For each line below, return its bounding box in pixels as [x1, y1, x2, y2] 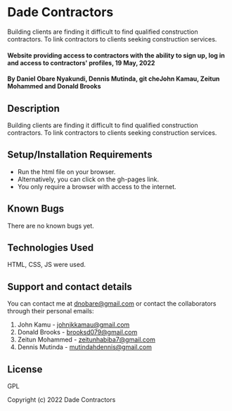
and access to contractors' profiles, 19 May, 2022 [7, 58, 155, 67]
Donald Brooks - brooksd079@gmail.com [17, 328, 138, 337]
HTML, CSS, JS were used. [7, 261, 86, 269]
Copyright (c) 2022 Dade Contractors [7, 396, 116, 404]
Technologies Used [7, 242, 94, 254]
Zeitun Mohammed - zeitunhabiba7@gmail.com [17, 335, 156, 344]
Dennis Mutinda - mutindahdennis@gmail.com [17, 343, 153, 351]
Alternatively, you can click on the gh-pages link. [17, 175, 160, 183]
